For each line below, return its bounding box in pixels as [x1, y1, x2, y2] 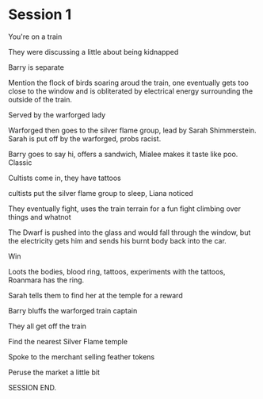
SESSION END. [8, 382, 57, 392]
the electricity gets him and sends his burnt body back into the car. [8, 236, 227, 245]
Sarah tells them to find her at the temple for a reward [8, 290, 184, 300]
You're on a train [8, 32, 63, 41]
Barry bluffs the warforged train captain [8, 305, 138, 315]
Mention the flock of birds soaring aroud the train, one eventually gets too [8, 78, 250, 87]
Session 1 [8, 6, 72, 24]
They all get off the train [8, 321, 87, 331]
